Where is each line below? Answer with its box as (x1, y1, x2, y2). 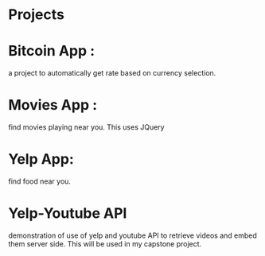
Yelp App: (8, 150, 74, 169)
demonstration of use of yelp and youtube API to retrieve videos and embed (8, 231, 257, 240)
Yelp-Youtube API (8, 204, 127, 223)
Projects (8, 6, 65, 24)
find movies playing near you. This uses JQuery (8, 122, 165, 132)
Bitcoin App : (8, 42, 95, 60)
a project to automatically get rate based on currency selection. (8, 68, 216, 78)
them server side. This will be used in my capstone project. (8, 239, 202, 248)
